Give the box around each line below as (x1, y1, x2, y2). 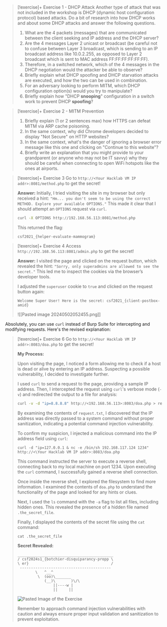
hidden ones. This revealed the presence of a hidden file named (17, 504, 149, 510)
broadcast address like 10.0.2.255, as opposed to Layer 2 (24, 51, 142, 57)
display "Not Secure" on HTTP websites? (24, 134, 109, 139)
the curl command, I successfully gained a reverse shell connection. (17, 469, 158, 475)
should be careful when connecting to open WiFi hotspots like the (24, 160, 160, 166)
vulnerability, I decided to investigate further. (17, 371, 109, 377)
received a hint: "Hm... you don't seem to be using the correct (17, 195, 151, 201)
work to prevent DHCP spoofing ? (24, 99, 93, 104)
